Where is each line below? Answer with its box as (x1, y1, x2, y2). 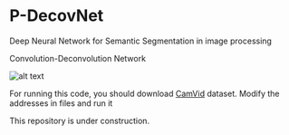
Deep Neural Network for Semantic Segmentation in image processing (9, 35, 272, 46)
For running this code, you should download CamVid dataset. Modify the (9, 88, 280, 99)
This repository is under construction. (9, 115, 150, 126)
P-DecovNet (9, 5, 104, 26)
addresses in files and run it (9, 97, 113, 109)
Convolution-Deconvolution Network (9, 53, 147, 63)
